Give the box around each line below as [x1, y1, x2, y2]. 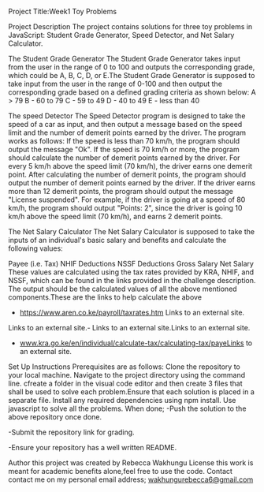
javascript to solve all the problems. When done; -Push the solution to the [8, 404, 247, 413]
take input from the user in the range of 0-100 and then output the [8, 79, 223, 88]
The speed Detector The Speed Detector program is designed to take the [8, 111, 246, 121]
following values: [8, 244, 63, 253]
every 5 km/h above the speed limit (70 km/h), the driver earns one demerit [8, 162, 253, 170]
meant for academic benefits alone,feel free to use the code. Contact [8, 467, 232, 475]
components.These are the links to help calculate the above [8, 293, 203, 302]
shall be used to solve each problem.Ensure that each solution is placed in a [8, 387, 255, 397]
